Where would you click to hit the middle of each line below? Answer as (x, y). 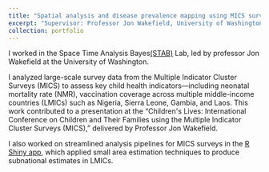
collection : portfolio (46, 30)
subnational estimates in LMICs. (61, 161)
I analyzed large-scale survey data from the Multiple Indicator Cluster (123, 78)
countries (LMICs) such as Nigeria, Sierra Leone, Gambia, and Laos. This (128, 103)
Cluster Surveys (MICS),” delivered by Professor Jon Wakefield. (113, 128)
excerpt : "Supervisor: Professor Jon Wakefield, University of (116, 23)
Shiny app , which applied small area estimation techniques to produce (124, 152)
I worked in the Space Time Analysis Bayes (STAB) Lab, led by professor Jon (134, 54)
